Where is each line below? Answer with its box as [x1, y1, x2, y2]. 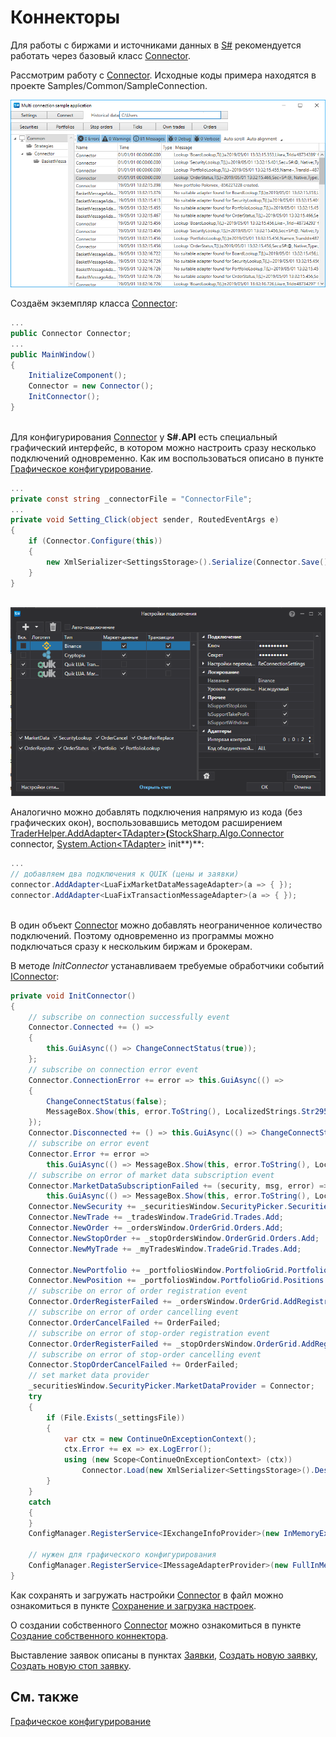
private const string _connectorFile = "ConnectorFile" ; [10, 494, 253, 504]
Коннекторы [10, 6, 120, 29]
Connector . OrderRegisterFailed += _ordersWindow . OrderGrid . [28, 1297, 284, 1307]
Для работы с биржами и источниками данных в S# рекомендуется [10, 39, 302, 51]
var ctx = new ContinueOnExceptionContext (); [63, 1434, 257, 1444]
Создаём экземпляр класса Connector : [10, 297, 178, 310]
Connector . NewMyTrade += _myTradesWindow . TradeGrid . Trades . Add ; [28, 1244, 302, 1254]
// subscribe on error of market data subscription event [28, 1170, 275, 1180]
